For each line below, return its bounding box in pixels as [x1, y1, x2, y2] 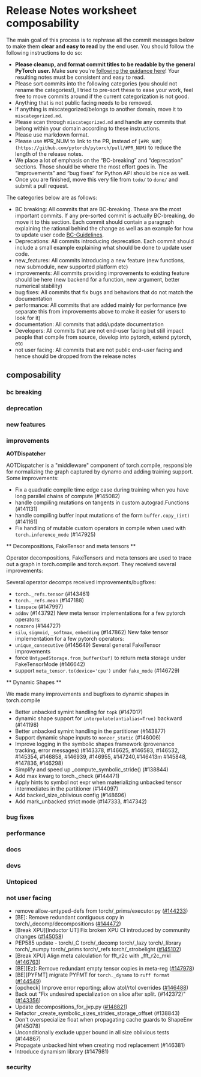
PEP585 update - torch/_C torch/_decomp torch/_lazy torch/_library [14, 939, 182, 946]
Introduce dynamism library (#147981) [14, 1048, 109, 1055]
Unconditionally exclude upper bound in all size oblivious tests [14, 1029, 170, 1036]
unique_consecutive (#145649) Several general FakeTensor [14, 641, 161, 649]
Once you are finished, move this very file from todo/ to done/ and [14, 176, 178, 183]
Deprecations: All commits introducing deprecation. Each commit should [14, 237, 194, 244]
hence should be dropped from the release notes [14, 353, 137, 360]
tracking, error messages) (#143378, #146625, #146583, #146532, [14, 747, 179, 754]
